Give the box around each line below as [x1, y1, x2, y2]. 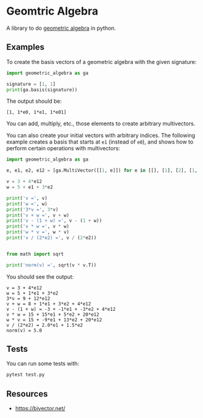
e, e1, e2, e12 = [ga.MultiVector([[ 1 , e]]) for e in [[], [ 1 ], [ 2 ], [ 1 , [6, 167, 198, 174]
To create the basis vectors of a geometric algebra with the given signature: [6, 58, 197, 65]
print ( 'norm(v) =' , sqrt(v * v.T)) [6, 262, 97, 268]
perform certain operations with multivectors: [6, 145, 121, 152]
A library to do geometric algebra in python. [6, 24, 116, 32]
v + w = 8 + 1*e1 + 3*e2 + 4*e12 [6, 301, 91, 307]
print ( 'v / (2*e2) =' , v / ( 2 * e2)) [6, 235, 97, 241]
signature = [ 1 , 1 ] [6, 81, 56, 87]
